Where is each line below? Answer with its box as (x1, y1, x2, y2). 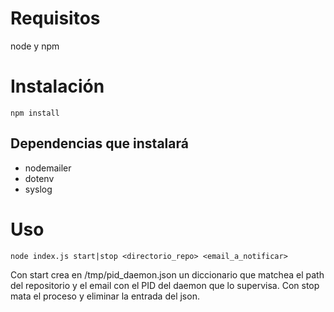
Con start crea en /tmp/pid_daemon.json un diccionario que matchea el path (10, 268, 325, 281)
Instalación (10, 75, 105, 98)
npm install (10, 108, 60, 118)
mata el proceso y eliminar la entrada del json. (10, 290, 200, 302)
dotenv (24, 172, 55, 184)
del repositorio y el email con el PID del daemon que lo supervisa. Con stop (10, 279, 320, 291)
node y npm (10, 40, 60, 52)
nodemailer (24, 162, 72, 174)
